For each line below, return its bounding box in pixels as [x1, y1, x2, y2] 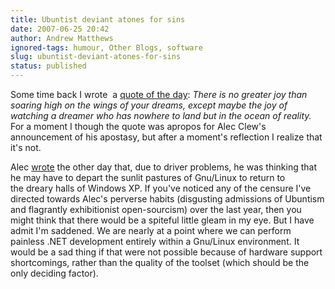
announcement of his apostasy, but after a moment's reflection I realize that [10, 131, 323, 143]
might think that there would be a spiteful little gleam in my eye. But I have [10, 214, 315, 226]
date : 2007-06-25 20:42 [10, 24, 110, 34]
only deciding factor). [10, 267, 99, 279]
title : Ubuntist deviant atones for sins [10, 14, 186, 25]
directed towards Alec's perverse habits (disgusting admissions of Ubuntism [10, 193, 325, 205]
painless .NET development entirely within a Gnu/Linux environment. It [10, 236, 300, 247]
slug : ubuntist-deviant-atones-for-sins [10, 52, 182, 62]
